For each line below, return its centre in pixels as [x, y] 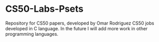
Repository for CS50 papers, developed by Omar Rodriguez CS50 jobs [80, 23]
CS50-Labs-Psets [44, 9]
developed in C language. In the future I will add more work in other [76, 28]
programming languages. [32, 34]
